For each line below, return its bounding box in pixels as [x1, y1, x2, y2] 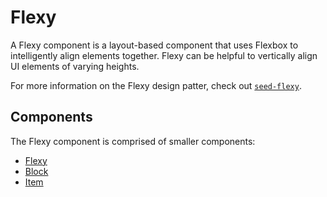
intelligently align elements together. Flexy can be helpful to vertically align [10, 49, 318, 61]
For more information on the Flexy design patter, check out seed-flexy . [10, 79, 302, 91]
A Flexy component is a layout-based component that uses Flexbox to [10, 39, 299, 51]
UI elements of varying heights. [10, 60, 140, 72]
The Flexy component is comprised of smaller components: [10, 135, 256, 147]
